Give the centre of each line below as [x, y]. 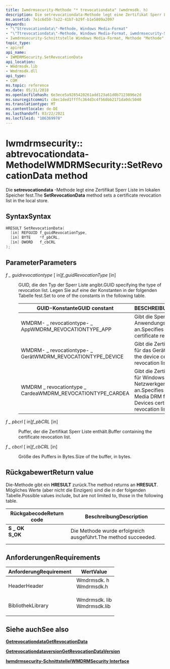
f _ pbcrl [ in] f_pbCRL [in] [32, 422]
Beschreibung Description [117, 516]
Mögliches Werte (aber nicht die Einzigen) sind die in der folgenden [76, 490]
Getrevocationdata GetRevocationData [47, 642]
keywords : [16, 24]
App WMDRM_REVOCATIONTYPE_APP [66, 329]
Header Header [26, 586]
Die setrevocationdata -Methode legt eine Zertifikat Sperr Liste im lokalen [83, 190]
